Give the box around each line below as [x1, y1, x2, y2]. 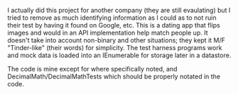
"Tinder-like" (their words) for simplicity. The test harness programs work [7, 44, 222, 52]
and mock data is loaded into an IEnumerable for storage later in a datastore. [7, 51, 232, 59]
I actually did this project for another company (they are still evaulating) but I [7, 6, 231, 14]
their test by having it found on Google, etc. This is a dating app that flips [7, 21, 220, 29]
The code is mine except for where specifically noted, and [7, 65, 178, 73]
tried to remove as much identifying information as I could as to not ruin [7, 13, 217, 22]
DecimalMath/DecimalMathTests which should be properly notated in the [7, 72, 221, 81]
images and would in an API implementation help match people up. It [7, 28, 208, 37]
